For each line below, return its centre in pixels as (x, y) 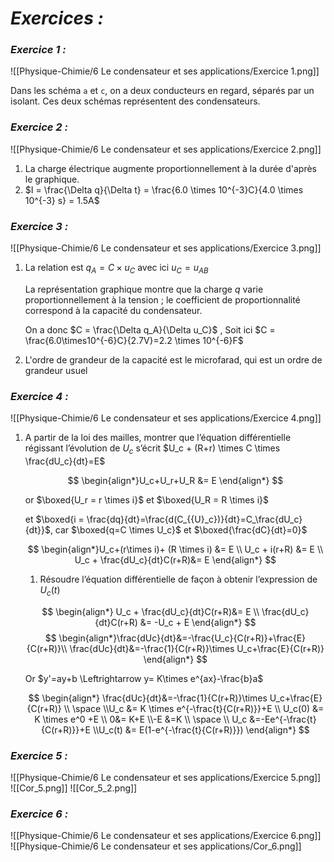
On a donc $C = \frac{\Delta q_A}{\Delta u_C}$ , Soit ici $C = (150, 329)
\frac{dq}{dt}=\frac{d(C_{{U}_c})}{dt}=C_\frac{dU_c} (194, 519)
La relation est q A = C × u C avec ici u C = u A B (116, 269)
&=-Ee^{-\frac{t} (283, 719)
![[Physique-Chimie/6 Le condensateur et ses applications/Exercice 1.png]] (165, 71)
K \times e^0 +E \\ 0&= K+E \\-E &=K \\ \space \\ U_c (141, 719)
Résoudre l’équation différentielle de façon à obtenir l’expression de (178, 579)
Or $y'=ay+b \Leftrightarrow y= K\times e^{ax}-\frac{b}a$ (144, 678)
